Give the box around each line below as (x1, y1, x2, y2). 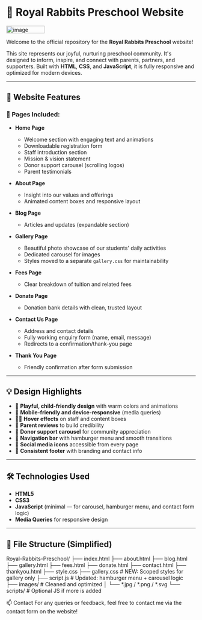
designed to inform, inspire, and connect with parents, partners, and (6, 56, 176, 63)
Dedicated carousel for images (23, 250, 100, 258)
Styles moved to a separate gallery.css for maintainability (23, 257, 169, 264)
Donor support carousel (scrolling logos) (23, 161, 124, 168)
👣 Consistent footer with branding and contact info (14, 448, 142, 455)
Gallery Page (14, 232, 48, 240)
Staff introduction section (23, 148, 87, 156)
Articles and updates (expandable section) (23, 221, 129, 228)
